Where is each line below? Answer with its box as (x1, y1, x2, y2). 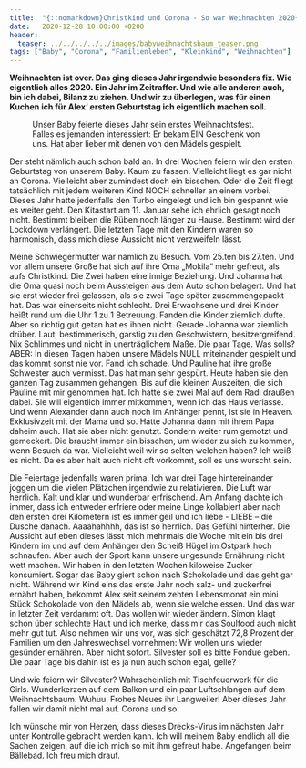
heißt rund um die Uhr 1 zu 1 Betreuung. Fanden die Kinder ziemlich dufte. (9, 309, 286, 320)
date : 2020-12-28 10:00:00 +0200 (9, 22, 145, 31)
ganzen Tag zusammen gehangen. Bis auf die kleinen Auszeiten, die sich (9, 378, 284, 389)
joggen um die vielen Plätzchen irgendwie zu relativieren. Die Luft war (9, 483, 271, 493)
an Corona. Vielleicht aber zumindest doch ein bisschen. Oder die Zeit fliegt (9, 175, 294, 187)
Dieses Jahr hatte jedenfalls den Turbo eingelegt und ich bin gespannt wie (9, 195, 289, 206)
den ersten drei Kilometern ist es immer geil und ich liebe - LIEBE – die (9, 512, 273, 523)
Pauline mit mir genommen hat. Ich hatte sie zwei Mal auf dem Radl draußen (9, 387, 295, 398)
